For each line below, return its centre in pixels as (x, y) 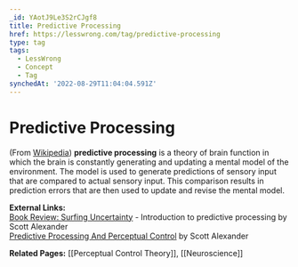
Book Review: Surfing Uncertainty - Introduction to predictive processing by (148, 217)
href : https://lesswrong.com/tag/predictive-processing (115, 34)
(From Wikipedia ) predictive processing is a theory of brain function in (139, 152)
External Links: (37, 207)
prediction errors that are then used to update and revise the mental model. (147, 190)
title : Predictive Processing (65, 26)
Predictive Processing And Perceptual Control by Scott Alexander (129, 236)
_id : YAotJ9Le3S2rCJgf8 (53, 17)
